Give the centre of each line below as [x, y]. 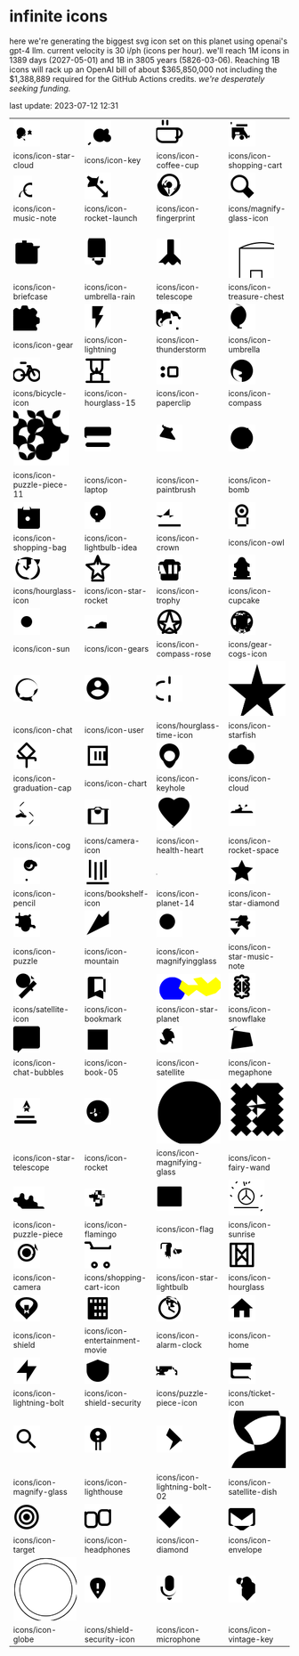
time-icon [174, 735]
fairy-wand [249, 1167]
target [24, 1549]
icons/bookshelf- [117, 894]
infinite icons [59, 16]
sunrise [242, 1234]
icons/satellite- [41, 1010]
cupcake [244, 601]
